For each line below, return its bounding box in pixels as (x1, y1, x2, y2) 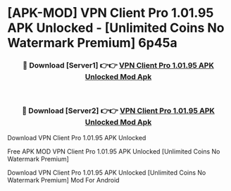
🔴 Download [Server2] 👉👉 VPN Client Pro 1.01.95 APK (22, 106, 215, 116)
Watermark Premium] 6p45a (7, 35, 177, 51)
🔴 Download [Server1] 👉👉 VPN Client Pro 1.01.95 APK (22, 61, 215, 70)
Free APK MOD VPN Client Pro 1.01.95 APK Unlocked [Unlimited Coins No (7, 147, 220, 156)
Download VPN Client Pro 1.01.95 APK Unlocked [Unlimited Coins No (7, 168, 206, 177)
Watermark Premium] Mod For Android (7, 175, 120, 184)
